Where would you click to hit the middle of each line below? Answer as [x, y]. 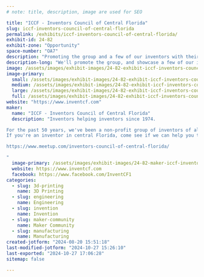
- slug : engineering [38, 197]
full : [19, 97]
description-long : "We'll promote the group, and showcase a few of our [100, 62]
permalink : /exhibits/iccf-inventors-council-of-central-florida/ [92, 34]
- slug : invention [35, 208]
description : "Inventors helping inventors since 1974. [84, 119]
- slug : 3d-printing [38, 186]
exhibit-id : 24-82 [29, 40]
